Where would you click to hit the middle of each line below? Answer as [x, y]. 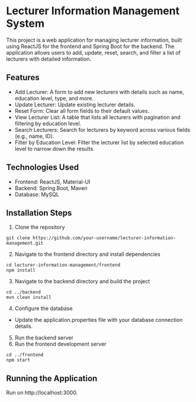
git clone [18, 238]
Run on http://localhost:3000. [42, 392]
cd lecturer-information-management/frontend [63, 265]
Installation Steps [39, 213]
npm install [21, 270]
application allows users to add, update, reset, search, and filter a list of [93, 52]
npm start [18, 360]
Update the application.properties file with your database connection [99, 320]
